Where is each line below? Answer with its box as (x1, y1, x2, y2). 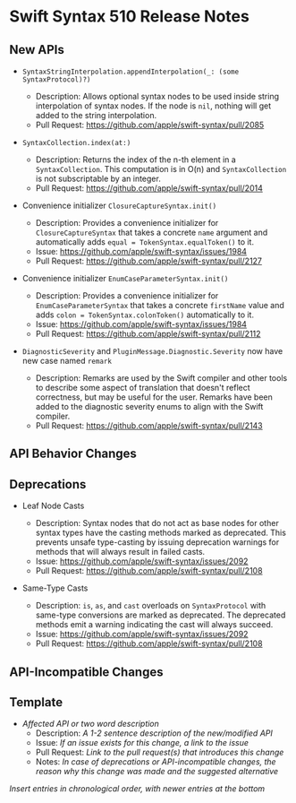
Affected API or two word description (21, 719, 159, 730)
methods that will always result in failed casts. (35, 547, 206, 557)
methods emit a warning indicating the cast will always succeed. (35, 619, 274, 630)
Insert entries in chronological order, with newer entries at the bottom (9, 783, 266, 794)
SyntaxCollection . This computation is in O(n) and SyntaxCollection (35, 164, 287, 174)
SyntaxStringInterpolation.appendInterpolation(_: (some (21, 67, 240, 76)
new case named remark (21, 356, 112, 366)
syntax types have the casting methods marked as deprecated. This (35, 527, 286, 539)
